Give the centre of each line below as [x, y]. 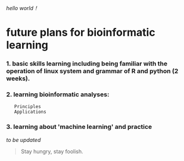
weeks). [18, 78]
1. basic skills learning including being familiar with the [87, 64]
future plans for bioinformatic [81, 32]
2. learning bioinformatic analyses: [58, 94]
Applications [30, 112]
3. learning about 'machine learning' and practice [79, 127]
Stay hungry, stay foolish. [52, 151]
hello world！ [22, 8]
